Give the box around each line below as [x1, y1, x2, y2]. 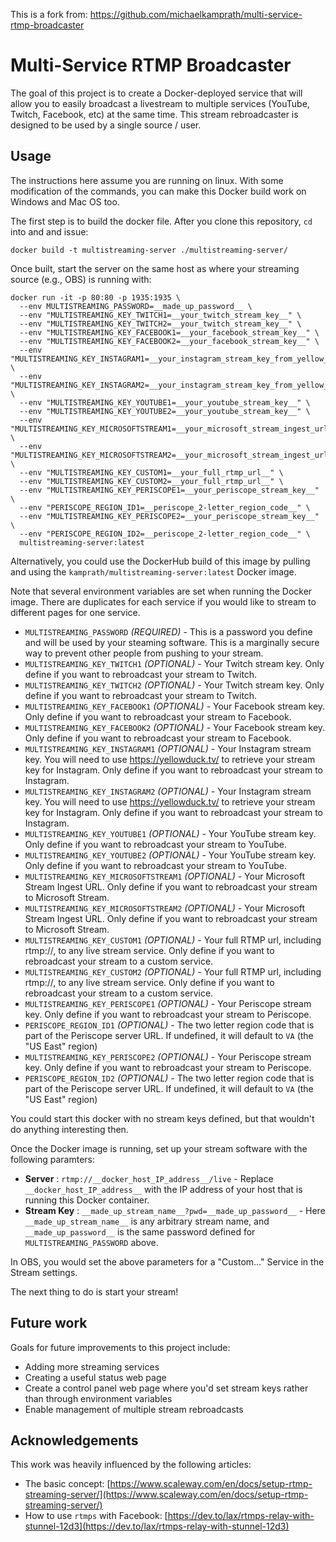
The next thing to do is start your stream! [10, 1285, 179, 1298]
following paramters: [10, 1153, 95, 1165]
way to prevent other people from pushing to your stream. [24, 647, 264, 659]
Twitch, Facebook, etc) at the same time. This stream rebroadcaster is [10, 108, 299, 120]
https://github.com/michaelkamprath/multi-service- [89, 9, 303, 20]
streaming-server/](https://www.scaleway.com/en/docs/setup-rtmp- [24, 1489, 309, 1501]
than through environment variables [24, 1392, 173, 1404]
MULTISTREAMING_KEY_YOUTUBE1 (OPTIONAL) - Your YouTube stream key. [24, 827, 317, 839]
